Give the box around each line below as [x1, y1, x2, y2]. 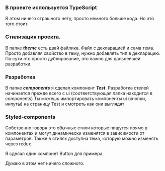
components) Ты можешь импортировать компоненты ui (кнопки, [5, 95, 146, 102]
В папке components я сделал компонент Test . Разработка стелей [5, 84, 149, 91]
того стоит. [5, 21, 29, 27]
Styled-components [5, 113, 56, 120]
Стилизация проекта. [5, 33, 61, 40]
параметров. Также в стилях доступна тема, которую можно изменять [5, 135, 158, 142]
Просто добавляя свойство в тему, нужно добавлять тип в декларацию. [5, 50, 161, 56]
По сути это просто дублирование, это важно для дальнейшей [5, 55, 141, 61]
